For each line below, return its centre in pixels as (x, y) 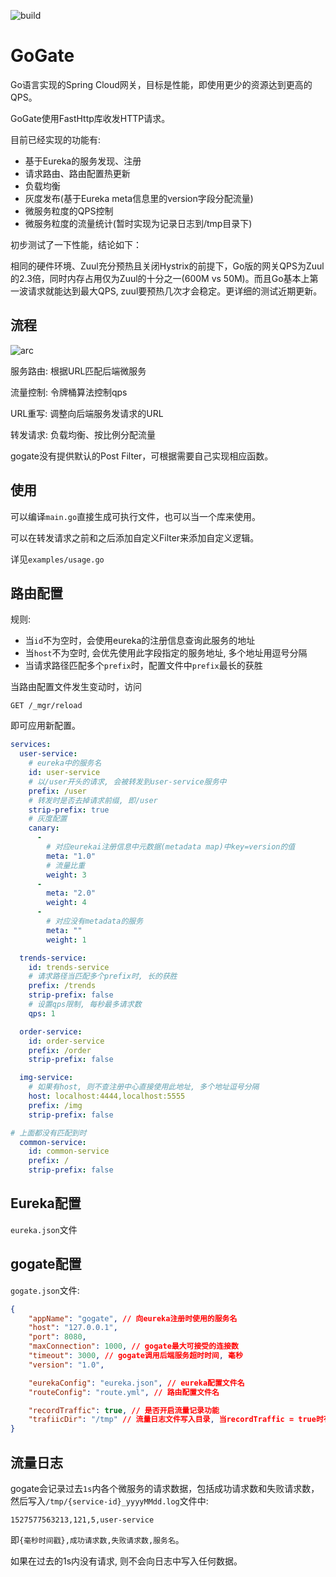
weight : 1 (66, 940)
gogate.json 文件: (45, 1290)
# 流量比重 (66, 865)
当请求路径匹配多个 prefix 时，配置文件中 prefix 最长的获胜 (143, 666)
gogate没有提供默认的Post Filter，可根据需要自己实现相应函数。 (142, 456)
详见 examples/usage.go (57, 559)
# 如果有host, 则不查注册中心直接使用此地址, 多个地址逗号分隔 (144, 1087)
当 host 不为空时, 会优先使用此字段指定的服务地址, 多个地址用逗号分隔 (166, 653)
